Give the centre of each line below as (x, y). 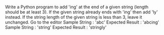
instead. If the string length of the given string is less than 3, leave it (74, 17)
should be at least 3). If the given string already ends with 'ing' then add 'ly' (82, 12)
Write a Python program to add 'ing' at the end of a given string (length (77, 7)
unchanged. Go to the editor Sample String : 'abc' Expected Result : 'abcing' (82, 22)
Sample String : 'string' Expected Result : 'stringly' (56, 27)
